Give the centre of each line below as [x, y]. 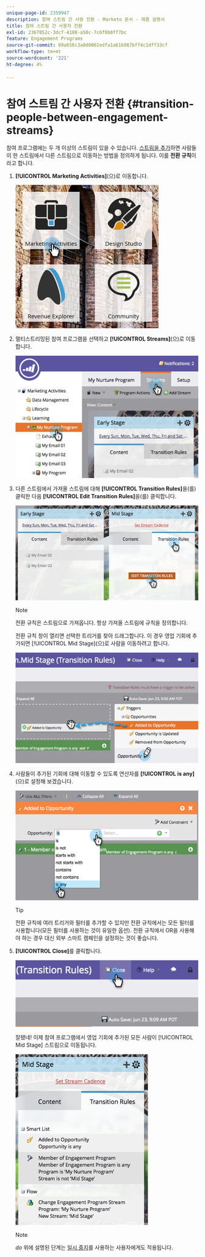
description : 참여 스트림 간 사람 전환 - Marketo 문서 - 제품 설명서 [86, 19]
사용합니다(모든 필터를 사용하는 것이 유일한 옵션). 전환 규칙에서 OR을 [96, 931]
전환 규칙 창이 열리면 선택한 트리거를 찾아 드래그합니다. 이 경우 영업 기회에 [103, 635]
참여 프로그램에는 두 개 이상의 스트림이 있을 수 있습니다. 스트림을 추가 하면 [93, 148]
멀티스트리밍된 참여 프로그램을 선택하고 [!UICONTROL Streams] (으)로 [100, 339]
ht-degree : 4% [24, 64]
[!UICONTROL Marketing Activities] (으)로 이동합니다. [81, 176]
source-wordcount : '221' [38, 58]
